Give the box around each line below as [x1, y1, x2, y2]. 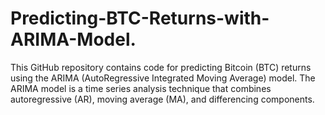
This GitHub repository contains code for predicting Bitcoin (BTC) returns [10, 61, 312, 73]
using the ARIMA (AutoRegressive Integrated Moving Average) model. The [10, 72, 316, 84]
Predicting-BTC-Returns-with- [10, 7, 270, 30]
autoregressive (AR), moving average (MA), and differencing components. [10, 93, 315, 105]
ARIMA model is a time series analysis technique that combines [10, 82, 272, 94]
